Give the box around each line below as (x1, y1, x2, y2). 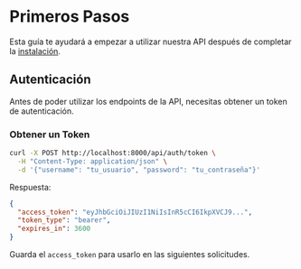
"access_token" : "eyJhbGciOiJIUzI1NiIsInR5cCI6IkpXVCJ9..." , (17, 208, 253, 217)
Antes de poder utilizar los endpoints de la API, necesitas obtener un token (9, 96, 287, 107)
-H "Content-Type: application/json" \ (17, 156, 168, 166)
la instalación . (9, 45, 61, 56)
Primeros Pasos (9, 6, 130, 27)
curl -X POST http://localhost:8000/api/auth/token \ (9, 149, 217, 158)
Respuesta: (9, 181, 52, 192)
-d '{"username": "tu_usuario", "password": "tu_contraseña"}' (17, 165, 260, 174)
